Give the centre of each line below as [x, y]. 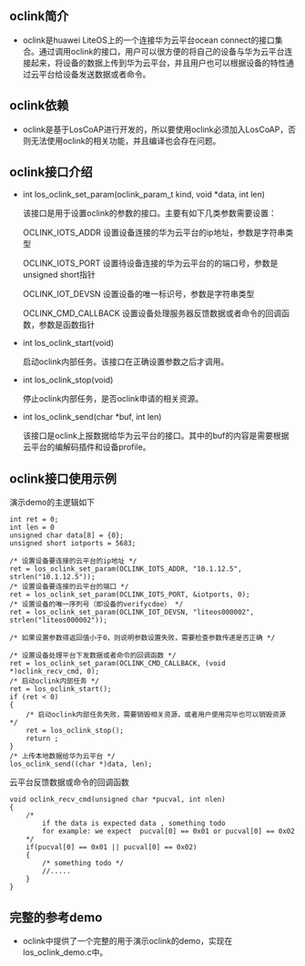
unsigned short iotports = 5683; [73, 544]
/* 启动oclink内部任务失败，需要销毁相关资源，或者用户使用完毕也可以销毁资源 [156, 715]
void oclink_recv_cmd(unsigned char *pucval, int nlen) [117, 799]
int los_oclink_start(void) [68, 343]
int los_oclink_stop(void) [68, 380]
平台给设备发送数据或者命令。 [95, 74]
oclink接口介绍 [51, 173]
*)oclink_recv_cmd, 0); [55, 672]
